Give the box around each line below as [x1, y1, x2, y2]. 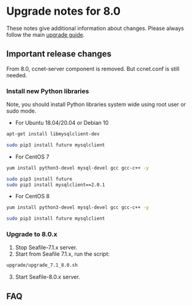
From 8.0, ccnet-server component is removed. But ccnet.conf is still [6, 65, 180, 72]
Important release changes [6, 49, 112, 59]
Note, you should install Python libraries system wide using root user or [6, 101, 186, 108]
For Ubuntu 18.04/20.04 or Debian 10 [15, 119, 109, 127]
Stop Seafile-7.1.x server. [15, 244, 78, 252]
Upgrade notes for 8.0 [6, 4, 121, 18]
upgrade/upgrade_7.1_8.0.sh [6, 262, 78, 269]
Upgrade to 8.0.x [6, 230, 58, 239]
